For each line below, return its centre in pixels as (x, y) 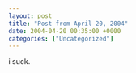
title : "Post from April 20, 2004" (68, 24)
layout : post (30, 16)
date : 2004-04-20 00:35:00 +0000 (65, 31)
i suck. (19, 62)
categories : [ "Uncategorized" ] (61, 39)
